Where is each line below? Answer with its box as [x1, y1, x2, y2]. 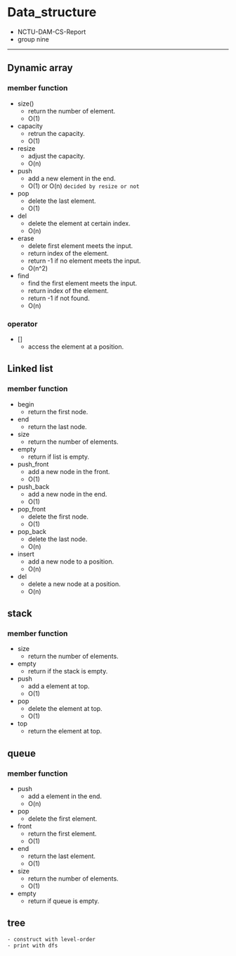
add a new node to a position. [27, 557, 114, 566]
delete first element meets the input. [27, 241, 133, 250]
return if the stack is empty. [27, 667, 108, 676]
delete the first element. [27, 814, 98, 823]
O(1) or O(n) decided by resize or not [27, 181, 140, 190]
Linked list [7, 363, 53, 375]
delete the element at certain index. [27, 219, 131, 228]
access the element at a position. [27, 342, 124, 351]
